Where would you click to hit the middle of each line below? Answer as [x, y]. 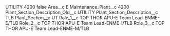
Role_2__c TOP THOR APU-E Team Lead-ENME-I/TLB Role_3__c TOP [92, 23]
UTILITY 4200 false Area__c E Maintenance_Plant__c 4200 [67, 7]
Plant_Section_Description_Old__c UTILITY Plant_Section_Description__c [82, 12]
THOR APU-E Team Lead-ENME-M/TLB [47, 28]
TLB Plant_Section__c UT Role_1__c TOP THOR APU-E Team [68, 18]
